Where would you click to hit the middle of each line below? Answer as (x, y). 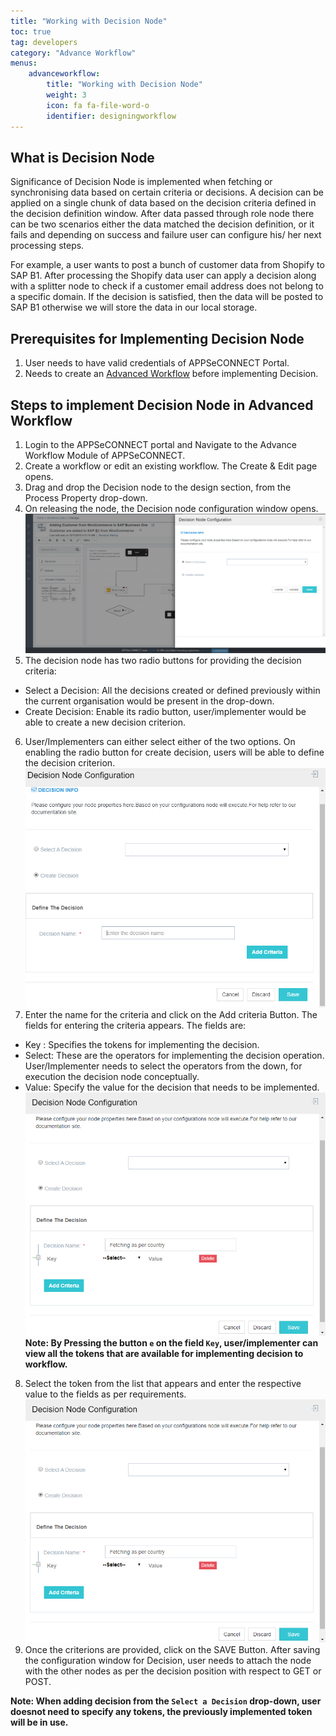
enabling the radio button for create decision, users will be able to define (174, 752)
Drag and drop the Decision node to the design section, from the (158, 487)
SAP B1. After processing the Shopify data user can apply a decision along (163, 276)
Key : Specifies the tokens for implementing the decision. (142, 1044)
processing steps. (47, 246)
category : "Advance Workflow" (73, 53)
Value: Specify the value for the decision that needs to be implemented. (172, 1087)
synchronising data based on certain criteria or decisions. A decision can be (167, 192)
